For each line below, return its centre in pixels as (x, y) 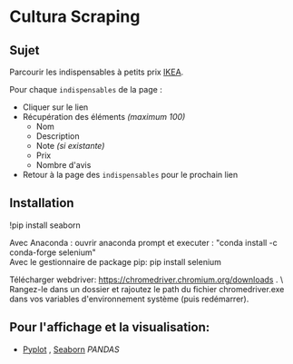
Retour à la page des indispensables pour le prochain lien (130, 175)
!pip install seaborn (45, 225)
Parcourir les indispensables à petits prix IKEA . (97, 72)
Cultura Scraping (75, 17)
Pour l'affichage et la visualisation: (110, 327)
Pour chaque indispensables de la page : (86, 89)
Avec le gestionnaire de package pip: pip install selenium (116, 261)
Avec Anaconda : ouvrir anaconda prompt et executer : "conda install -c (144, 242)
